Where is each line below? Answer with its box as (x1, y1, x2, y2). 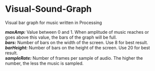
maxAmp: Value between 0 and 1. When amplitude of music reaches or (5, 29, 149, 35)
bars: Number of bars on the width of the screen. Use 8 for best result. (5, 39, 148, 45)
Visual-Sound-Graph (5, 3, 92, 15)
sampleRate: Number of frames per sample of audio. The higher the (5, 55, 143, 61)
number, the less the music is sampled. (5, 60, 84, 66)
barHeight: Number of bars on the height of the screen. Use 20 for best (5, 45, 150, 50)
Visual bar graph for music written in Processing (5, 20, 102, 25)
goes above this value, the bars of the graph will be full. (5, 34, 117, 40)
